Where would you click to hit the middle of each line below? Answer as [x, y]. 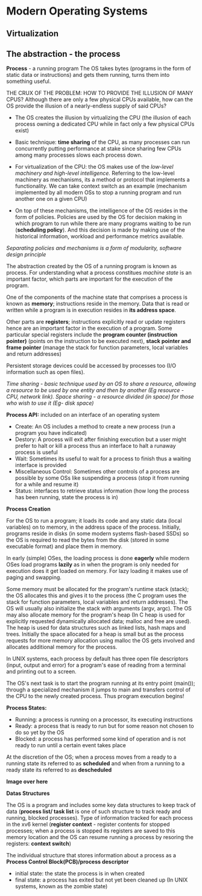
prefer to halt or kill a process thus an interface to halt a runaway [95, 446]
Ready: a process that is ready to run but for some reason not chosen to [104, 726]
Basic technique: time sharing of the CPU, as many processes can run [103, 142]
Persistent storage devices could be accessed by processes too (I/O [91, 366]
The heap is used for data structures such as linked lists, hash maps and [96, 628]
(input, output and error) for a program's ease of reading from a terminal [96, 665]
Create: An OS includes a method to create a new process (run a [95, 427]
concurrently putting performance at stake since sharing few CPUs [98, 149]
